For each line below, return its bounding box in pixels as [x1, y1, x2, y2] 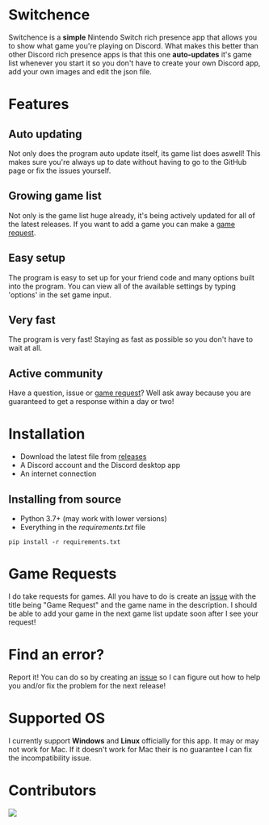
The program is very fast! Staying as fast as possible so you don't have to [8, 335, 253, 344]
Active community [8, 366, 103, 381]
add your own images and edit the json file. [8, 66, 152, 76]
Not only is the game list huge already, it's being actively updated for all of [8, 210, 256, 220]
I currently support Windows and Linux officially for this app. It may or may [8, 735, 259, 745]
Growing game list [8, 189, 103, 203]
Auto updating [8, 127, 82, 141]
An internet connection [19, 469, 97, 478]
